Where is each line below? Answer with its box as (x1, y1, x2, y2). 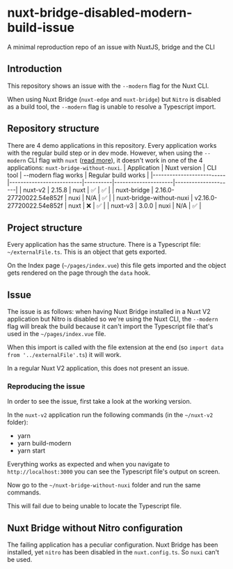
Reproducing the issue (7, 381, 86, 391)
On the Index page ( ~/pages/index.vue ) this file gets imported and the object (7, 261, 227, 270)
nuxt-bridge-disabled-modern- (7, 5, 193, 21)
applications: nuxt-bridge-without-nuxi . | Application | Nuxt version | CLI (7, 163, 217, 172)
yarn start (17, 446, 46, 455)
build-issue (7, 20, 75, 36)
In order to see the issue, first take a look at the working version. (7, 397, 192, 406)
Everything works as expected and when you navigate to (7, 460, 170, 469)
